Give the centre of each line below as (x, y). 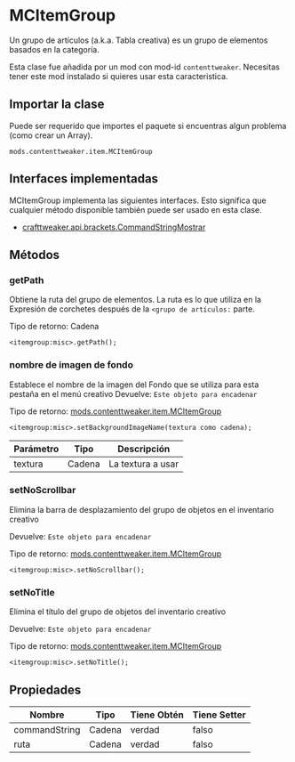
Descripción (144, 449)
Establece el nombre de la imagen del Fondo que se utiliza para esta (134, 385)
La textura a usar (144, 464)
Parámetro (36, 449)
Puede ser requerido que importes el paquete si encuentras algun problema (148, 126)
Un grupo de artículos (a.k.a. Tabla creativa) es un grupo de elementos (139, 40)
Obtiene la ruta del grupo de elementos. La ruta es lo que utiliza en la (136, 300)
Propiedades (45, 689)
